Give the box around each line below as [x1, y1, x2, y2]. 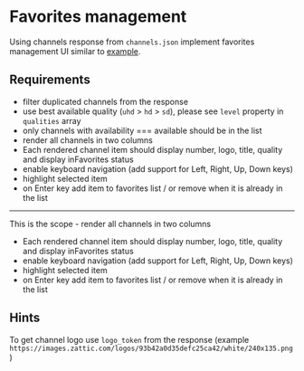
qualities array [22, 115, 81, 126]
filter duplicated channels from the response [22, 96, 188, 107]
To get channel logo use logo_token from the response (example [9, 334, 250, 345]
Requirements [9, 72, 90, 88]
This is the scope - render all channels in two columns [9, 218, 212, 229]
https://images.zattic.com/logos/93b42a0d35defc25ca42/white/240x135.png [9, 344, 294, 353]
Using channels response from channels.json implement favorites [9, 36, 255, 47]
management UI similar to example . [9, 45, 141, 56]
